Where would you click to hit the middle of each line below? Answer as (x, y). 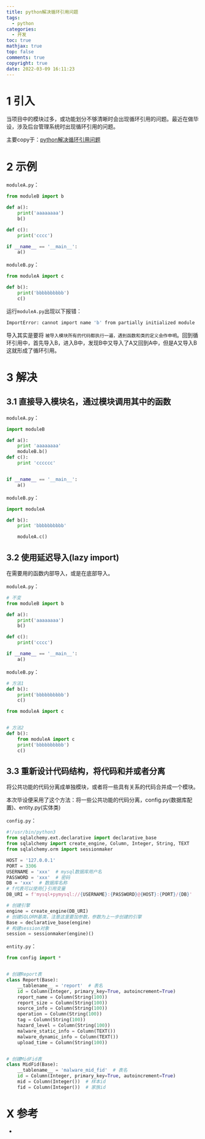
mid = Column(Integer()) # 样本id (62, 1082)
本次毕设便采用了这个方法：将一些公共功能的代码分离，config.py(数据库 (97, 800)
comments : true (26, 57)
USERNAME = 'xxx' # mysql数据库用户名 (54, 872)
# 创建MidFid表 (24, 1059)
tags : (13, 18)
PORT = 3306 (21, 866)
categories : (21, 29)
